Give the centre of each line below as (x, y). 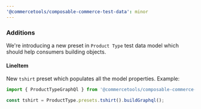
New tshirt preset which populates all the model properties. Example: (93, 79)
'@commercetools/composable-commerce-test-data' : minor (77, 12)
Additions (21, 32)
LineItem (17, 66)
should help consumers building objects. (56, 52)
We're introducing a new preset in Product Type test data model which (93, 45)
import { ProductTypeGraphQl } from (52, 90)
